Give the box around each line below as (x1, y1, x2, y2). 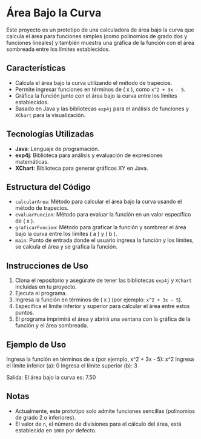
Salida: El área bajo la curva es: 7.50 (6, 374, 96, 381)
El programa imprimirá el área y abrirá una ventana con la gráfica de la (15, 315, 191, 323)
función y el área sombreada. (15, 322, 89, 329)
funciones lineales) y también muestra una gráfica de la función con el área (6, 39, 195, 46)
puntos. (15, 309, 35, 317)
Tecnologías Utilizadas (6, 129, 94, 139)
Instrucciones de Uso (6, 261, 89, 271)
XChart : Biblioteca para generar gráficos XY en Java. (15, 164, 148, 172)
